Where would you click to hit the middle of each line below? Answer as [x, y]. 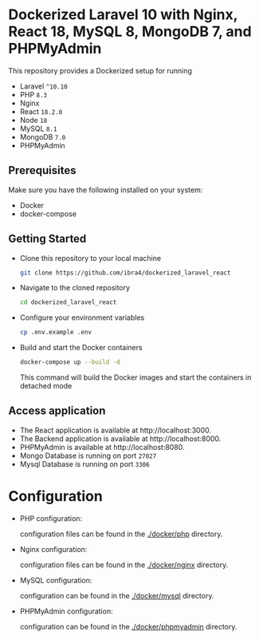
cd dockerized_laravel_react [68, 302]
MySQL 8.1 [38, 128]
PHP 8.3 [33, 94]
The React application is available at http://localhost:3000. [115, 430]
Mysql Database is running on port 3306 [84, 463]
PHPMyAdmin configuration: [66, 611]
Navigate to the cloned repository [75, 288]
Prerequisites [42, 170]
